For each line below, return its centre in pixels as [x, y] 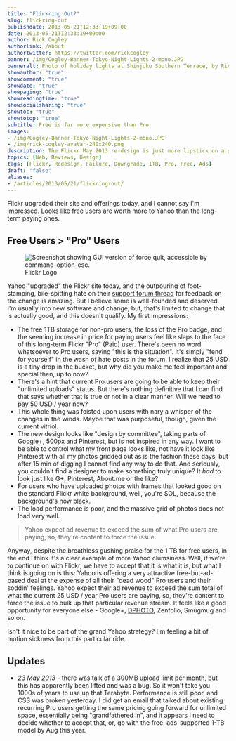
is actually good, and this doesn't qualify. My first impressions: [98, 316]
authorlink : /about [36, 46]
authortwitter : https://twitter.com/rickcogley [78, 53]
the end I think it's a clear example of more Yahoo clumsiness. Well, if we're [117, 558]
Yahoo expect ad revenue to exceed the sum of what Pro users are [121, 530]
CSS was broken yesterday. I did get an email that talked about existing [120, 700]
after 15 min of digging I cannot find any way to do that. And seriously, [119, 464]
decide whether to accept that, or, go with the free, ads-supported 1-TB [121, 723]
